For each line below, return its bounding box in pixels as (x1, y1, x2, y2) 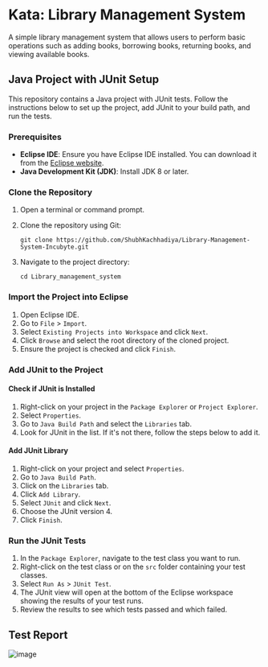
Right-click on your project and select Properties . (19, 463, 185, 473)
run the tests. (8, 111, 52, 121)
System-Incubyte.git (19, 243, 89, 251)
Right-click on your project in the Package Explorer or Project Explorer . (19, 401, 258, 411)
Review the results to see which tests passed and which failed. (19, 605, 228, 615)
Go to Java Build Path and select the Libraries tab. (19, 418, 193, 428)
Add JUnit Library (8, 446, 68, 455)
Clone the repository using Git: (19, 220, 122, 230)
